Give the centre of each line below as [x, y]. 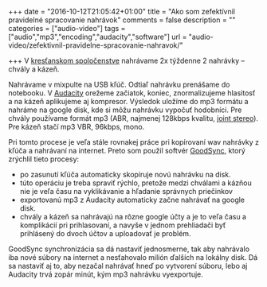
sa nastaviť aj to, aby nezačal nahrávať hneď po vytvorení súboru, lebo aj [128, 266]
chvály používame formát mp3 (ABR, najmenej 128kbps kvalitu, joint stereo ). [133, 118]
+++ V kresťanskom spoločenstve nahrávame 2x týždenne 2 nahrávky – [127, 60]
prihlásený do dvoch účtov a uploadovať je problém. [105, 233]
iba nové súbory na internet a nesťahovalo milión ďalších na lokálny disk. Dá [133, 257]
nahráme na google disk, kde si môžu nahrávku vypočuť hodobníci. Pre [125, 110]
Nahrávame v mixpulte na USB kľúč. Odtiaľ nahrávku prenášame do [119, 84]
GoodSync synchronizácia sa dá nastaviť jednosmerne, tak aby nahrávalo [129, 249]
